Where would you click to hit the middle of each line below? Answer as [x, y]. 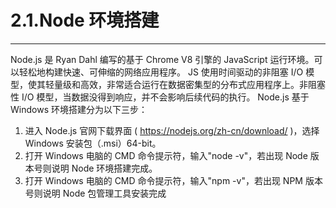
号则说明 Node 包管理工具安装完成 [95, 193]
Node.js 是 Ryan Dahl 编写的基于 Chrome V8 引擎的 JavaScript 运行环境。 [162, 59]
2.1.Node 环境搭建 [85, 20]
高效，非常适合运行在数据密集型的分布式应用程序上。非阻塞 [202, 84]
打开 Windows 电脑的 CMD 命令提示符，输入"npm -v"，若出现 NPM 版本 [173, 180]
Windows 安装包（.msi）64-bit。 [93, 143]
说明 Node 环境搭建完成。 [104, 168]
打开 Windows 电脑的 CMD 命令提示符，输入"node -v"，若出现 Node [166, 155]
